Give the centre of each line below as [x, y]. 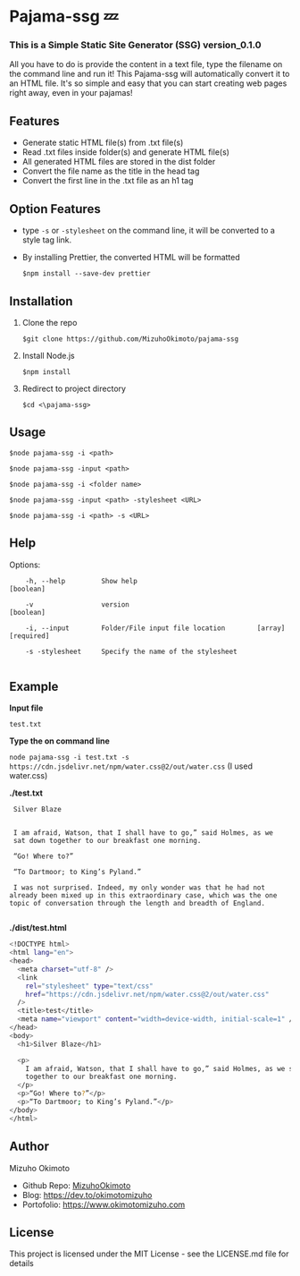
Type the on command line [59, 741]
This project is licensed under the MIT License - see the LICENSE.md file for [149, 1254]
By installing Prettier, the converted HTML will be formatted [131, 258]
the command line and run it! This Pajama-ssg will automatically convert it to [150, 74]
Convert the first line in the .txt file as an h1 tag [108, 181]
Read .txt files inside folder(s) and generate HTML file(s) [126, 152]
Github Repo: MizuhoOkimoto [76, 1185]
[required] [29, 636]
